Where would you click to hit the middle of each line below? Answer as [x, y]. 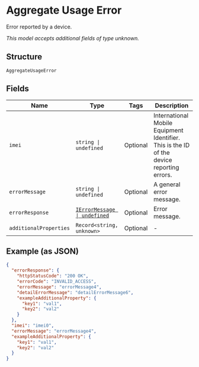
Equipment [168, 130]
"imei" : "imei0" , [33, 325]
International [171, 115]
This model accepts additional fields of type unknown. [73, 38]
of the [161, 152]
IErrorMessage [95, 209]
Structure [24, 57]
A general [167, 184]
